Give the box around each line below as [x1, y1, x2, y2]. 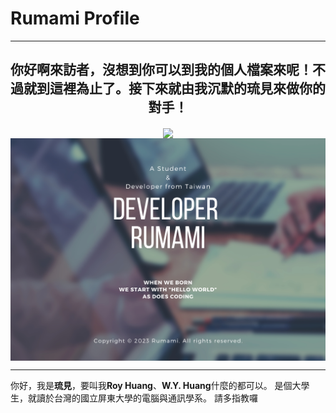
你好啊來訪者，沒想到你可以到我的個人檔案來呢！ [10, 62, 313, 79]
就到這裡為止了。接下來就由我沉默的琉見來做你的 [23, 80, 326, 97]
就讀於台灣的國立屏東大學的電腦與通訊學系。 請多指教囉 [27, 392, 258, 404]
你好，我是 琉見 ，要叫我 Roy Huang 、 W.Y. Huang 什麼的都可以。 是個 [10, 379, 293, 391]
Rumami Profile [10, 7, 140, 30]
